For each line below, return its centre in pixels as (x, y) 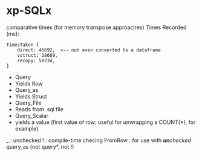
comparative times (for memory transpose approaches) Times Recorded (96, 27)
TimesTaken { (23, 45)
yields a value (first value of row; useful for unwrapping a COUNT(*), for (105, 122)
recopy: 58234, (36, 60)
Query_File (28, 103)
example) (27, 128)
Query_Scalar (32, 115)
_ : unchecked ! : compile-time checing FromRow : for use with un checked (99, 140)
